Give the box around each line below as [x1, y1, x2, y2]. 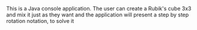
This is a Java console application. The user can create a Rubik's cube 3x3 [6, 5, 192, 12]
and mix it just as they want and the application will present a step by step [6, 11, 189, 18]
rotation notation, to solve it [6, 18, 74, 24]
